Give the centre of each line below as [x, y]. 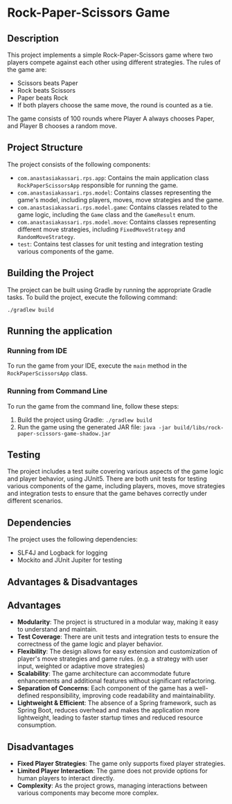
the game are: [27, 70]
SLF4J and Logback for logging [62, 553]
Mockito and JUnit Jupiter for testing [70, 560]
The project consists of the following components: [79, 164]
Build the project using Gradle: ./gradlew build [84, 420]
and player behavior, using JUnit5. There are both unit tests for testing [107, 479]
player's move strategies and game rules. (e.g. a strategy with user [113, 659]
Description [33, 38]
